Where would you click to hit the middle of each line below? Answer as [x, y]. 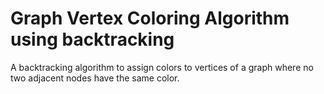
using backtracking [92, 39]
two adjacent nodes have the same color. [95, 78]
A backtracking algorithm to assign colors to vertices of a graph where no [162, 67]
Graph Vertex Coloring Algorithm [150, 18]
